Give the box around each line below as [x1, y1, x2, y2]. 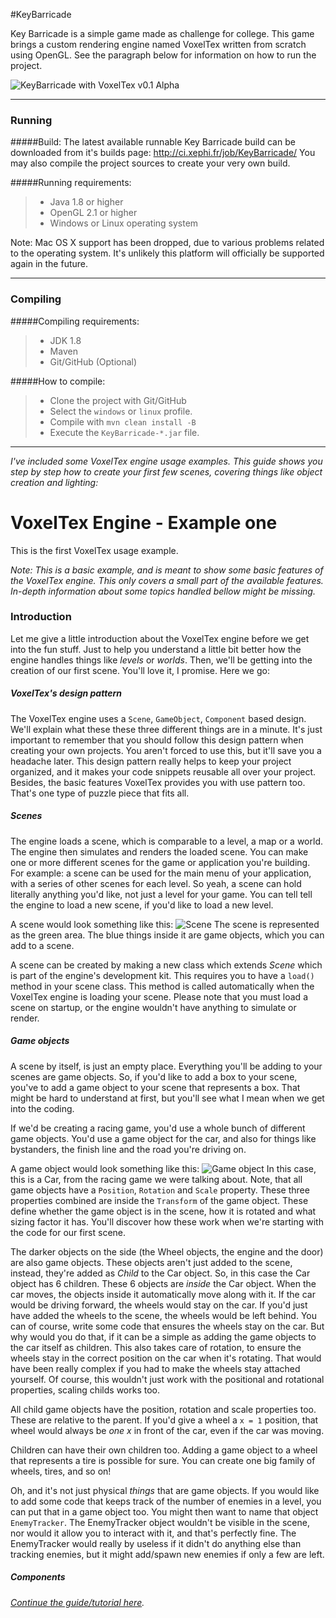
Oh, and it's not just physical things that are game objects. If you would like [10, 1484, 320, 1496]
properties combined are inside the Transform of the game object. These [10, 1194, 309, 1206]
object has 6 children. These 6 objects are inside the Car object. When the [10, 1277, 317, 1289]
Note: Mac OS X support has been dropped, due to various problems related [10, 237, 325, 249]
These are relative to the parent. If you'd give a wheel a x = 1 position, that [10, 1414, 319, 1426]
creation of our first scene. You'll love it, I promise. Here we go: [10, 664, 270, 676]
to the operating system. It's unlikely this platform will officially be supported [10, 247, 325, 259]
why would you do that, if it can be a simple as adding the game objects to [10, 1330, 317, 1343]
